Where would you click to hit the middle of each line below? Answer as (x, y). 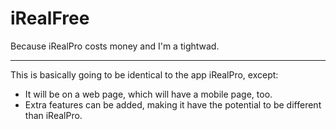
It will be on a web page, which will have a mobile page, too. (148, 94)
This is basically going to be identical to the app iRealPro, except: (144, 74)
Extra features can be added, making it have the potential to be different (173, 104)
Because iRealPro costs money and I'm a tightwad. (115, 46)
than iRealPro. (53, 115)
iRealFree (50, 18)
